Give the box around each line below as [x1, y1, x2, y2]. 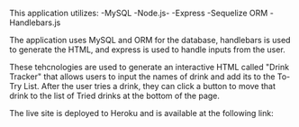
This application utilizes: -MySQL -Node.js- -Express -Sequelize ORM [9, 8, 268, 18]
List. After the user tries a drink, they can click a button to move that [23, 81, 276, 91]
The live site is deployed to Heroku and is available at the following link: [9, 108, 274, 118]
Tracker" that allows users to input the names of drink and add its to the [9, 71, 276, 82]
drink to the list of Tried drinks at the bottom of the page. [9, 90, 221, 101]
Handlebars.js [9, 17, 61, 28]
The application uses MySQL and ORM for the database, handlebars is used [9, 35, 291, 45]
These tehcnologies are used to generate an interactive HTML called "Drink [9, 62, 290, 72]
